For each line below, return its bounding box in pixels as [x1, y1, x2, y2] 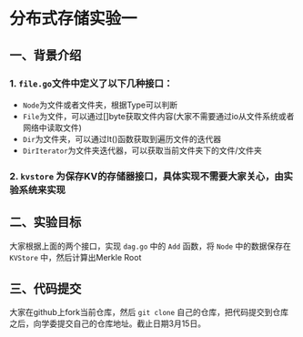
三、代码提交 [9, 281, 82, 296]
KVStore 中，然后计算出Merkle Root [9, 251, 142, 262]
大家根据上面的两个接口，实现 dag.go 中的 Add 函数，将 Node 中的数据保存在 [9, 240, 291, 251]
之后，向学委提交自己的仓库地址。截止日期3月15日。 [9, 318, 207, 329]
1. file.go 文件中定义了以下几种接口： [9, 77, 174, 89]
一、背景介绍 [9, 47, 82, 63]
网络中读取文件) [22, 122, 82, 133]
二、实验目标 [9, 215, 82, 230]
